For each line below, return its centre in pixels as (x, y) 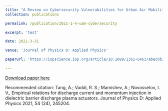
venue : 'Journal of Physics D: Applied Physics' (57, 50)
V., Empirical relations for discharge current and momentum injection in (78, 93)
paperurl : (15, 59)
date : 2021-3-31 (22, 41)
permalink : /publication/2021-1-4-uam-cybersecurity (61, 23)
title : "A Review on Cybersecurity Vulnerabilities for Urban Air (76, 10)
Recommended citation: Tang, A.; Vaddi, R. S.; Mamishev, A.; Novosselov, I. (83, 87)
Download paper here (27, 78)
